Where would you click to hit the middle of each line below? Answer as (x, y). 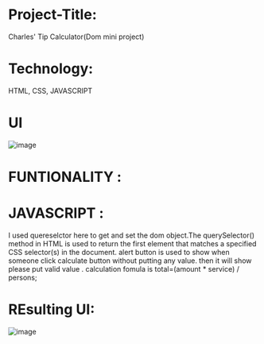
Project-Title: (52, 15)
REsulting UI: (52, 309)
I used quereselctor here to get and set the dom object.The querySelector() (132, 235)
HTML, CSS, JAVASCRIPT (50, 91)
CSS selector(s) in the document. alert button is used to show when (119, 252)
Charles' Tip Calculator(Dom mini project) (76, 37)
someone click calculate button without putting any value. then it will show (130, 261)
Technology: (51, 69)
